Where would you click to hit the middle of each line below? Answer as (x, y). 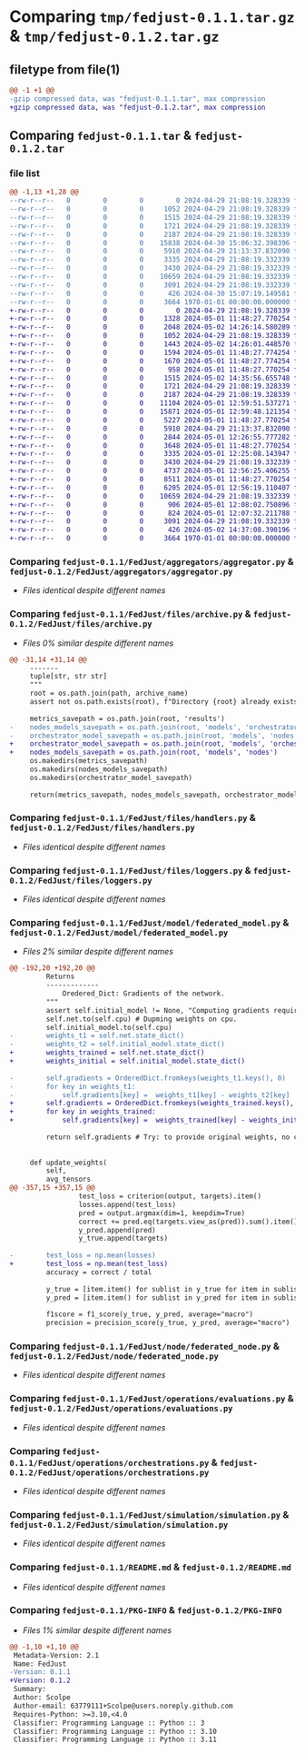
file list (25, 173)
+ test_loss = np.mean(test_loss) (89, 1264)
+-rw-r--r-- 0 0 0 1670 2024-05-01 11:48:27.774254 (150, 361)
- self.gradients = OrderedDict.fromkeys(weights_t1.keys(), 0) (148, 1078)
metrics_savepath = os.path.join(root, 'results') (127, 718)
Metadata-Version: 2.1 (56, 1655)
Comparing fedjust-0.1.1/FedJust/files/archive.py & (130, 614)
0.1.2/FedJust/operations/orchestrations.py (109, 1472)
